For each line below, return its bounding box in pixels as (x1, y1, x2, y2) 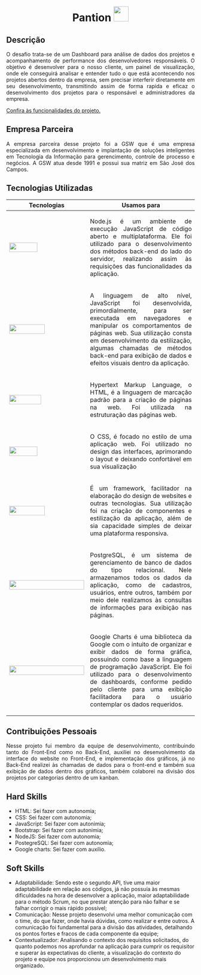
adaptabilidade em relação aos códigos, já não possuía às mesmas (14, 886, 180, 893)
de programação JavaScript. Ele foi (90, 662, 192, 671)
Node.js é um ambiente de (90, 217, 192, 225)
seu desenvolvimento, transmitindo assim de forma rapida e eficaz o (6, 83, 195, 89)
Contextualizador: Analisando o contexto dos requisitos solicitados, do (14, 937, 189, 944)
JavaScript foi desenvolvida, (90, 299, 192, 307)
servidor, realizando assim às (90, 254, 192, 263)
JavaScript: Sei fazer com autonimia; (14, 820, 106, 827)
